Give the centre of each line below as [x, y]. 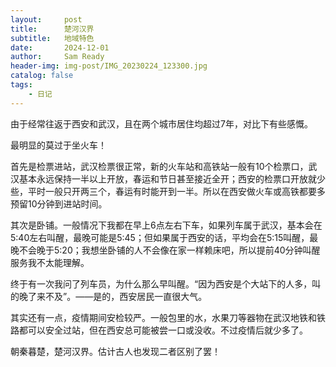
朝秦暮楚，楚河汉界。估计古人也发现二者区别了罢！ [115, 351]
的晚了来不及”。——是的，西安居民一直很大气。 [109, 296]
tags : [21, 85]
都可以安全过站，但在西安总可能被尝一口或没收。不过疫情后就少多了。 [163, 330]
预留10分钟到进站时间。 [59, 203]
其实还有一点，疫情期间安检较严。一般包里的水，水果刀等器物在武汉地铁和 [163, 317]
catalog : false [42, 76]
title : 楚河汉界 [52, 29]
